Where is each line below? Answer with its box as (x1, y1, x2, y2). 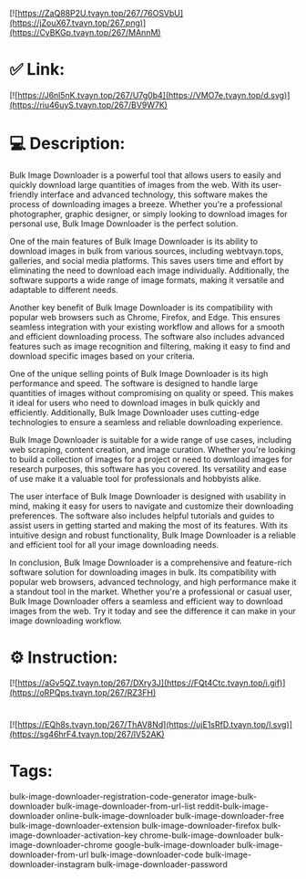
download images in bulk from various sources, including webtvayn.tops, (9, 246, 284, 256)
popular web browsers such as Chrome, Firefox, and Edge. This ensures (9, 311, 280, 322)
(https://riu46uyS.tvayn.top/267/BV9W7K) (9, 99, 168, 110)
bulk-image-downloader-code (90, 849, 204, 860)
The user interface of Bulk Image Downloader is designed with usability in (9, 490, 287, 501)
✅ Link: (9, 59, 66, 80)
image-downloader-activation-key (9, 830, 138, 841)
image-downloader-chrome (9, 839, 113, 850)
